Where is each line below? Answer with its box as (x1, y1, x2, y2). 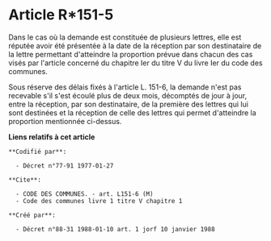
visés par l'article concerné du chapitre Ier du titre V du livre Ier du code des (8, 58, 263, 68)
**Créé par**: (8, 211, 57, 219)
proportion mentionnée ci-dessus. (8, 116, 122, 126)
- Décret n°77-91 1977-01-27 (15, 161, 114, 170)
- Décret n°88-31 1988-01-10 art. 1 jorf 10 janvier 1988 (15, 225, 216, 233)
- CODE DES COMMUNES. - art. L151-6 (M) (15, 189, 154, 198)
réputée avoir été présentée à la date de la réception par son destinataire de (8, 40, 262, 50)
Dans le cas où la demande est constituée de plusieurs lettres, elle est (8, 32, 242, 42)
